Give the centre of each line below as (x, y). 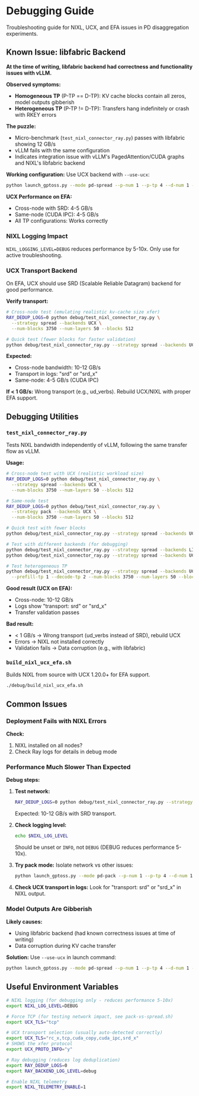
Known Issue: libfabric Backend (66, 52)
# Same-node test (28, 501)
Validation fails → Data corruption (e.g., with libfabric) (80, 648)
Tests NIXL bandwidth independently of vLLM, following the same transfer (97, 445)
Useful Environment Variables (62, 987)
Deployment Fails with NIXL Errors (56, 721)
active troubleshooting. (34, 255)
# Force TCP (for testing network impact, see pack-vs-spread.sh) (90, 1017)
